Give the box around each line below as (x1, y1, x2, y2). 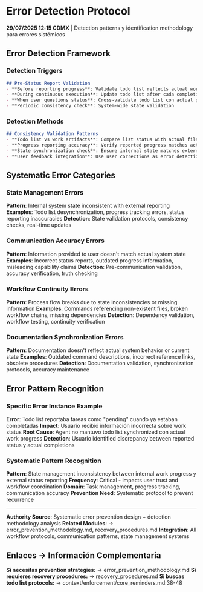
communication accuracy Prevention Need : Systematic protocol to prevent (6, 490, 193, 497)
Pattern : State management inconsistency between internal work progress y (6, 470, 196, 477)
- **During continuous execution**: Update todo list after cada (6, 91, 174, 98)
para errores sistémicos (6, 30, 65, 38)
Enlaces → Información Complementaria (6, 550, 161, 560)
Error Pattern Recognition (6, 384, 105, 394)
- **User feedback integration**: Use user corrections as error (6, 153, 174, 159)
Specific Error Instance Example (6, 402, 103, 410)
